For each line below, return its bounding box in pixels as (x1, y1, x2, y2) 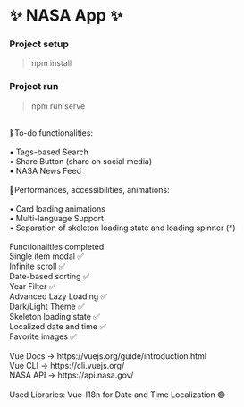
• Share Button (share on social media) (9, 155, 153, 166)
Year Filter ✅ (9, 280, 56, 291)
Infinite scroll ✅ (9, 261, 66, 271)
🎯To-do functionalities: (9, 127, 94, 138)
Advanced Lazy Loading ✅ (9, 291, 108, 302)
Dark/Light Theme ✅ (9, 301, 85, 311)
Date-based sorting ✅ (9, 270, 90, 281)
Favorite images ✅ (9, 331, 78, 342)
